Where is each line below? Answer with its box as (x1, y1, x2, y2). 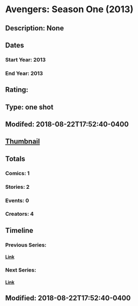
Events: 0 (5, 197, 29, 204)
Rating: (5, 85, 29, 94)
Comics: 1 (5, 169, 30, 177)
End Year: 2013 (5, 70, 43, 77)
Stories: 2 (5, 183, 30, 190)
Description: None (5, 24, 64, 32)
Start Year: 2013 (5, 56, 46, 63)
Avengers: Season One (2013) (5, 4, 134, 15)
